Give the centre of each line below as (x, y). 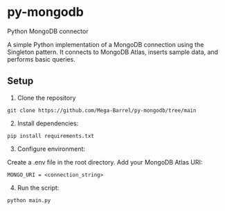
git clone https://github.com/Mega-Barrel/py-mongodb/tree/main (102, 110)
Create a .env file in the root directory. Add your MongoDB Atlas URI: (105, 162)
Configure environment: (51, 149)
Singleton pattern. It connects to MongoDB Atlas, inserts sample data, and (113, 52)
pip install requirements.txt (51, 136)
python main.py (29, 200)
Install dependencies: (48, 123)
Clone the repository (46, 98)
